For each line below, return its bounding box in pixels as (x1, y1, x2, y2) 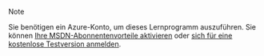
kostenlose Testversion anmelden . (8, 39, 122, 49)
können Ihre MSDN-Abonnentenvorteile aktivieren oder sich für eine (8, 31, 233, 40)
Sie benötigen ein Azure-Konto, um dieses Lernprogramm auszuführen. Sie (8, 22, 256, 31)
